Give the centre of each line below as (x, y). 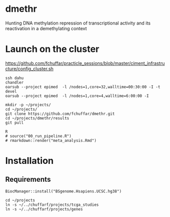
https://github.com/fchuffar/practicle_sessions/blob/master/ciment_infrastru (85, 63)
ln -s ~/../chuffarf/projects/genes (44, 209)
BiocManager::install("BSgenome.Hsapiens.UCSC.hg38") (64, 191)
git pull (15, 123)
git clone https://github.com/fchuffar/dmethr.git (60, 114)
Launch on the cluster (52, 49)
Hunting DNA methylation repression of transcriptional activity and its (78, 23)
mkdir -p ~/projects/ (28, 105)
